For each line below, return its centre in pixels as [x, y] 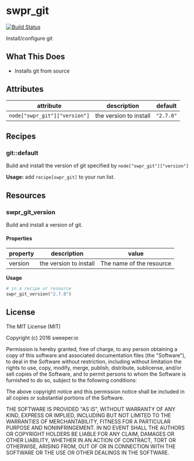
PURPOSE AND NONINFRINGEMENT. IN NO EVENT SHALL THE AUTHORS [96, 428]
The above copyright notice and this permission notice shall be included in [95, 391]
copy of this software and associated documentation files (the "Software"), [96, 355]
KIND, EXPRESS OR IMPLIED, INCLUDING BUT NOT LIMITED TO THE [89, 415]
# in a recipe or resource [39, 289]
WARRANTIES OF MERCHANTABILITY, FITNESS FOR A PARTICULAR [88, 421]
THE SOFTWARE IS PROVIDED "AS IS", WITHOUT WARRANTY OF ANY [91, 409]
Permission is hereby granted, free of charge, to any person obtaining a [92, 349]
